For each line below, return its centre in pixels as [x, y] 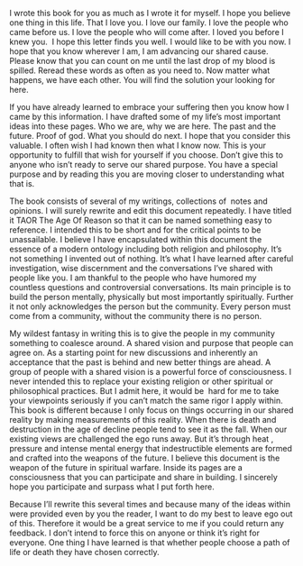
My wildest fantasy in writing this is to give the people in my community [142, 333]
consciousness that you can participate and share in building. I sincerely [143, 477]
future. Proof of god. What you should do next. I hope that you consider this [150, 136]
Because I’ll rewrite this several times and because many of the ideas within [150, 504]
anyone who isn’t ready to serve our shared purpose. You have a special [143, 164]
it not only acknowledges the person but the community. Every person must [150, 306]
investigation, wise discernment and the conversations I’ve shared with [141, 268]
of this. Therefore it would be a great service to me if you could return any [147, 523]
